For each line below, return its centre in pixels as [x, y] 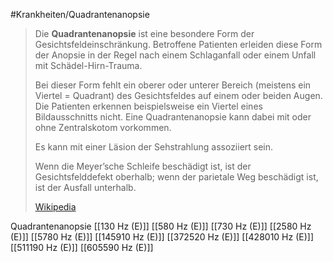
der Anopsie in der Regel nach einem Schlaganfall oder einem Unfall [175, 55]
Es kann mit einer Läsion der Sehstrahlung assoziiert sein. [154, 147]
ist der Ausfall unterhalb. [85, 187]
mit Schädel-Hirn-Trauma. [88, 65]
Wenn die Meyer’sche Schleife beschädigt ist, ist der [143, 166]
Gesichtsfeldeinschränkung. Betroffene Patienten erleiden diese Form [178, 44]
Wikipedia [55, 207]
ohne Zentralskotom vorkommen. [103, 127]
